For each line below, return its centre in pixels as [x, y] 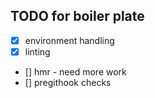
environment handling [69, 40]
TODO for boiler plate [77, 16]
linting [37, 51]
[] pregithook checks [68, 82]
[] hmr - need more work [75, 71]
